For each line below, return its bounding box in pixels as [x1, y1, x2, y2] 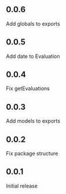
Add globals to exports [6, 20, 60, 27]
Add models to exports [6, 117, 61, 124]
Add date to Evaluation [6, 53, 60, 60]
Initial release [6, 182, 38, 189]
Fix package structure [6, 150, 58, 157]
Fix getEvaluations [6, 85, 50, 92]
